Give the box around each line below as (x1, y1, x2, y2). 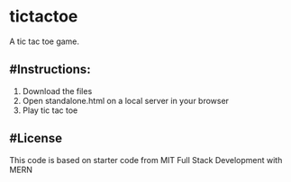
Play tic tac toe (22, 105, 78, 116)
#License (9, 131, 63, 146)
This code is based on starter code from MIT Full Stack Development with (9, 154, 283, 165)
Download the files (22, 85, 93, 96)
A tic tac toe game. (9, 36, 79, 47)
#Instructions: (9, 62, 92, 77)
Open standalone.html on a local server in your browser (22, 95, 230, 106)
